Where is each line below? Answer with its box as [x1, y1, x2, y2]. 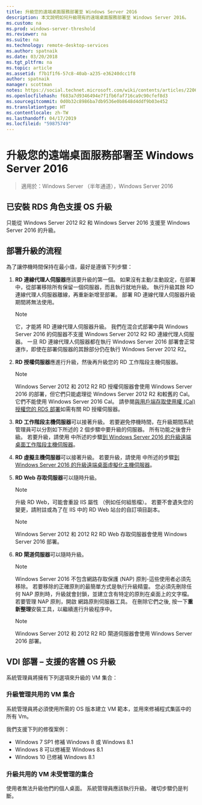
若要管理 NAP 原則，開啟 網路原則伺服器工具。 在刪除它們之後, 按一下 [14, 598, 188, 605]
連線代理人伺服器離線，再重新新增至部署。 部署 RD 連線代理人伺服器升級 [14, 290, 195, 298]
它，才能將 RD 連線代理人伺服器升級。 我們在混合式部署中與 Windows [14, 323, 188, 330]
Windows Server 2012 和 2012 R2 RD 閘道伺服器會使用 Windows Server [14, 630, 192, 637]
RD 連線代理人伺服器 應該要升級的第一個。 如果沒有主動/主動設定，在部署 [14, 275, 196, 283]
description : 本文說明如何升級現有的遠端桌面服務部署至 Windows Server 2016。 [6, 14, 189, 20]
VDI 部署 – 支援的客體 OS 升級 [6, 657, 116, 667]
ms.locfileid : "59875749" [6, 121, 71, 127]
